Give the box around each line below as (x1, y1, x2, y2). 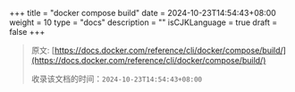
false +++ (9, 27, 46, 37)
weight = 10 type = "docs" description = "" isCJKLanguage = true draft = (9, 17, 278, 28)
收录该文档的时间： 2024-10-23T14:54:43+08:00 (30, 73, 203, 84)
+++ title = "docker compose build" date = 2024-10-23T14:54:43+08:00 (9, 8, 277, 18)
